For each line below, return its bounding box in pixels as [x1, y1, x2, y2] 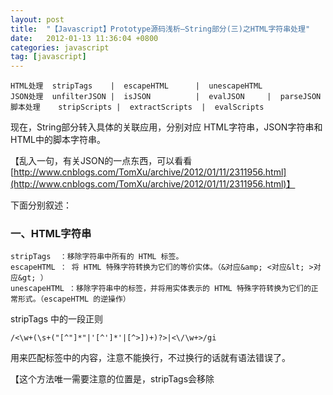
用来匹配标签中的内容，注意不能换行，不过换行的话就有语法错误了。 [10, 352, 291, 364]
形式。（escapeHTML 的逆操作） [17, 294, 131, 305]
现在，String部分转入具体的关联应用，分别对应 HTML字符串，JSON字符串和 [10, 121, 323, 133]
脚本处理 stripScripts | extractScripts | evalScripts [10, 102, 265, 113]
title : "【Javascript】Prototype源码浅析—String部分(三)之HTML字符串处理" [10, 24, 311, 34]
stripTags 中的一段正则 [10, 313, 104, 325]
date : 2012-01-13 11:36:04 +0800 [10, 33, 159, 43]
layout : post [10, 14, 65, 25]
